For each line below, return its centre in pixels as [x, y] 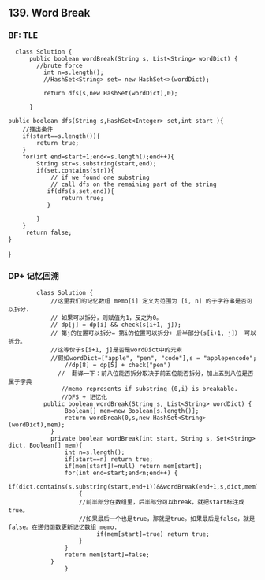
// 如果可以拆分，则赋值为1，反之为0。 [106, 318]
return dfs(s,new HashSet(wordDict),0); [110, 93]
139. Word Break [49, 13]
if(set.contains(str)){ [75, 170]
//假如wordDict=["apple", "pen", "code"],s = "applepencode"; [153, 358]
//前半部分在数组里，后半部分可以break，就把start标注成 [161, 502]
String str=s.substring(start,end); [97, 164]
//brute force [60, 65]
